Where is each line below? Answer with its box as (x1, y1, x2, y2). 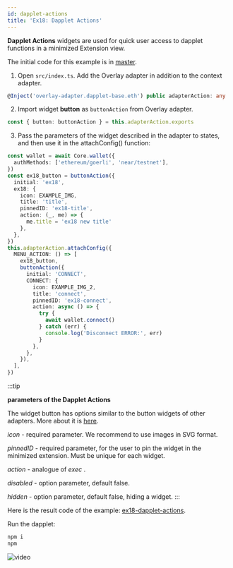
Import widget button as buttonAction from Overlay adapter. (17, 105, 193, 114)
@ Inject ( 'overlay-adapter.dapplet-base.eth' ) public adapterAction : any (7, 92, 226, 99)
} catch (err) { (38, 323, 87, 330)
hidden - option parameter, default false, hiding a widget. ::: (7, 493, 180, 501)
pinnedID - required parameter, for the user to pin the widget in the (7, 444, 202, 452)
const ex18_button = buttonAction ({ (7, 172, 115, 179)
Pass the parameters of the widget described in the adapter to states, (17, 131, 220, 140)
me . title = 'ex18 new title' (25, 218, 112, 225)
